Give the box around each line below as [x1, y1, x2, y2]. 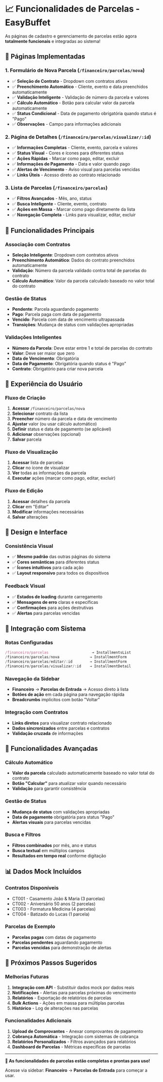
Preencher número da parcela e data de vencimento [12, 416, 117, 422]
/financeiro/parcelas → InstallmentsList [5, 650, 131, 655]
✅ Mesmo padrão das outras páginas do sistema [12, 554, 111, 560]
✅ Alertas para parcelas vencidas [12, 610, 80, 616]
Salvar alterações [12, 514, 48, 520]
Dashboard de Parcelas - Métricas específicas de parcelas [12, 1044, 131, 1049]
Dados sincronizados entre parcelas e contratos [12, 725, 110, 731]
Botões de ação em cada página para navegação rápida [12, 691, 125, 697]
